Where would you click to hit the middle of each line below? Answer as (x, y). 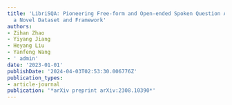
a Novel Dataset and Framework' (60, 20)
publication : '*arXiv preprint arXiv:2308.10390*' (81, 90)
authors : (20, 26)
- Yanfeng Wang (29, 52)
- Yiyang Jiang (29, 39)
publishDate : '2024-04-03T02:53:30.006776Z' (72, 71)
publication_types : (35, 78)
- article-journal (33, 84)
